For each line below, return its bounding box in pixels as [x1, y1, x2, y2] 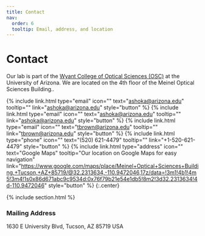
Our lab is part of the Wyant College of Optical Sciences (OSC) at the [6, 73, 180, 80]
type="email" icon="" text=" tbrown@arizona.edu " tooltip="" [6, 124, 158, 131]
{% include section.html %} [6, 194, 76, 201]
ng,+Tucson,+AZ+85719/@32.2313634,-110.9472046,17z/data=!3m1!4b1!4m [6, 169, 197, 176]
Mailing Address [6, 209, 56, 218]
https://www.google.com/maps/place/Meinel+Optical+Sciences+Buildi [21, 163, 199, 170]
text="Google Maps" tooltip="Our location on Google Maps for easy [6, 149, 177, 157]
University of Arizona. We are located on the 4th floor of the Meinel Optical [6, 79, 195, 86]
